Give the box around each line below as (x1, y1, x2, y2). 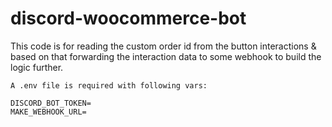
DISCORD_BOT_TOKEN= (10, 98, 92, 108)
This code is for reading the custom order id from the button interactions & (10, 40, 317, 52)
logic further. (10, 61, 64, 73)
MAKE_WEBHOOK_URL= (10, 107, 87, 117)
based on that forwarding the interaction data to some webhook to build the (10, 50, 322, 62)
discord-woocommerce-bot (10, 7, 247, 30)
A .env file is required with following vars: (10, 80, 208, 91)
